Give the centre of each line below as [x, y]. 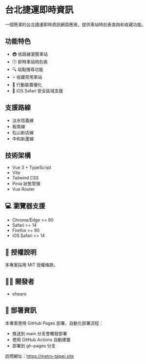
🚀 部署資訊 [21, 310]
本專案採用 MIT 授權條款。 [32, 265]
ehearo [19, 294]
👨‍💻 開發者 [20, 282]
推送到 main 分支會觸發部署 [39, 333]
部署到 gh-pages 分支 [34, 345]
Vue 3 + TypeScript [32, 168]
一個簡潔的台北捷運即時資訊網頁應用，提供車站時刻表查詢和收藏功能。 [75, 24]
